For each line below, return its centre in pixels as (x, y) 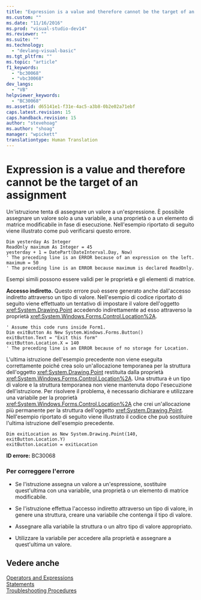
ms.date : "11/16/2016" (34, 23)
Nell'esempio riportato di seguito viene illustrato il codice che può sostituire (100, 417)
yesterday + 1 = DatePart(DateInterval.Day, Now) (70, 252)
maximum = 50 (22, 263)
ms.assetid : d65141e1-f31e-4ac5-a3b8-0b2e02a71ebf (71, 106)
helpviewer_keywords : (33, 95)
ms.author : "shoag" (31, 129)
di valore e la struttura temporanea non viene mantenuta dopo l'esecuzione (99, 385)
